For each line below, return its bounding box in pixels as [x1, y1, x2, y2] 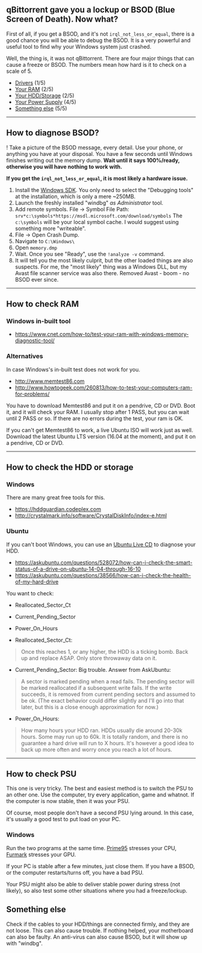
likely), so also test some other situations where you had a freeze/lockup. [6, 887, 188, 894]
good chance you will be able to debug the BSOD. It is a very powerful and [6, 36, 191, 44]
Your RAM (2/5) [14, 85, 54, 93]
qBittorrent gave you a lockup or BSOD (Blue [6, 5, 176, 15]
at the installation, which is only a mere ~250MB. [14, 193, 136, 200]
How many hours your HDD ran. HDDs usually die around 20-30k [20, 727, 183, 734]
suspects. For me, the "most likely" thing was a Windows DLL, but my [14, 263, 188, 270]
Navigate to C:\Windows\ [14, 237, 75, 244]
